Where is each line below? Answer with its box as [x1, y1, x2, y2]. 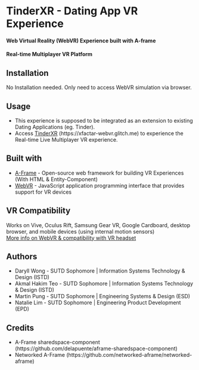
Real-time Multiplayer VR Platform [6, 51, 93, 58]
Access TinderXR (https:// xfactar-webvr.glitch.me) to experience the [14, 130, 184, 137]
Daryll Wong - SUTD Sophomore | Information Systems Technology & [14, 267, 186, 274]
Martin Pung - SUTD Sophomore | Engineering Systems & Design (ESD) [14, 293, 191, 300]
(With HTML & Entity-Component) [14, 175, 98, 183]
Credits [6, 323, 35, 333]
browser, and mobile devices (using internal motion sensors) [6, 228, 155, 235]
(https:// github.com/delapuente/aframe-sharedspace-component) [14, 345, 178, 352]
